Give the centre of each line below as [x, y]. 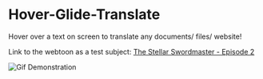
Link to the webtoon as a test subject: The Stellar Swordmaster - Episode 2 [131, 51]
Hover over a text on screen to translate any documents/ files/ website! [125, 36]
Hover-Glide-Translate [84, 15]
